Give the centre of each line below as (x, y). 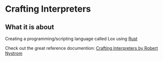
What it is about (30, 27)
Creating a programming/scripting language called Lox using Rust (71, 39)
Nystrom (14, 53)
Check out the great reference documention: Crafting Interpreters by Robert (81, 48)
